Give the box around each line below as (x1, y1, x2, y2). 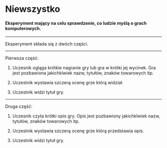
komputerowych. (5, 25, 41, 31)
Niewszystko (5, 3, 61, 15)
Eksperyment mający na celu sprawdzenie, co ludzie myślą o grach (5, 20, 147, 26)
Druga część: (5, 103, 32, 109)
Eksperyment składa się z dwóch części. (5, 41, 88, 47)
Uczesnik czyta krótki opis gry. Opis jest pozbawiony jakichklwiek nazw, (12, 113, 161, 119)
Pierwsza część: (5, 55, 39, 61)
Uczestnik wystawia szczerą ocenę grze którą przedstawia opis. (12, 128, 144, 134)
